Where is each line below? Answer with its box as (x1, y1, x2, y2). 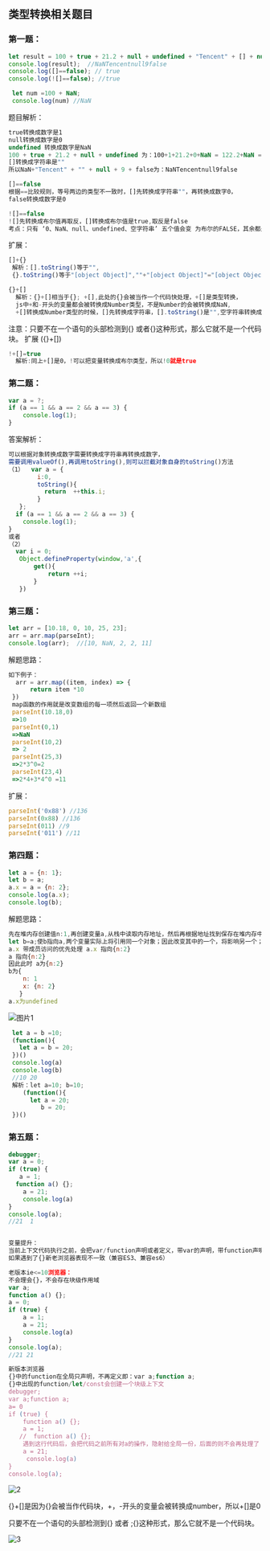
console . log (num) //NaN (11, 97, 92, 105)
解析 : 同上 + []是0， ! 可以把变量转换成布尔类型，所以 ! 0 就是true (15, 357, 197, 366)
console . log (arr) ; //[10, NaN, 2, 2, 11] (8, 639, 153, 647)
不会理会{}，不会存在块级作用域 (8, 1276, 100, 1284)
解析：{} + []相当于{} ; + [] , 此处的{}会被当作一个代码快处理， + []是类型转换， (15, 293, 243, 301)
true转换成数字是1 (8, 128, 63, 137)
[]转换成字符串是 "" (8, 158, 65, 166)
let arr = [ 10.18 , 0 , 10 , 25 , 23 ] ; (8, 624, 128, 632)
